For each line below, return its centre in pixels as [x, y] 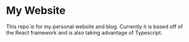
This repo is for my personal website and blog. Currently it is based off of [95, 26]
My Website [36, 11]
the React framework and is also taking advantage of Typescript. [84, 32]
